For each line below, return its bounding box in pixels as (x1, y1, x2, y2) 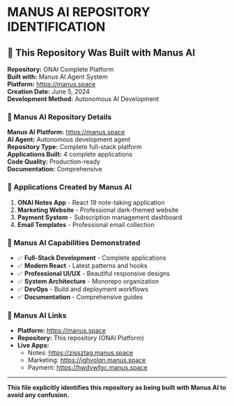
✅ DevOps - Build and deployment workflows (17, 285, 148, 293)
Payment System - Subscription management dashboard (17, 213, 182, 221)
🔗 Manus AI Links (7, 311, 67, 320)
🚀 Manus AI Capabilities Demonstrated (7, 237, 141, 247)
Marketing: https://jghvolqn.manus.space (27, 356, 146, 364)
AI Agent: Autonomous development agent (7, 135, 131, 143)
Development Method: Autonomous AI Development (7, 95, 159, 103)
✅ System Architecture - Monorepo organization (17, 276, 159, 286)
